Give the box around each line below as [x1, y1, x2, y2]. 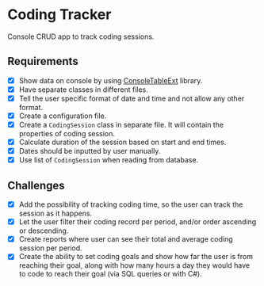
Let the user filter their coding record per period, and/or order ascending [18, 217, 257, 227]
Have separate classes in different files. [18, 85, 148, 94]
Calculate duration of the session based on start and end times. [18, 137, 227, 147]
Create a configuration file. [18, 111, 107, 120]
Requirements [7, 55, 78, 68]
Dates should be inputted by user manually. [18, 147, 161, 156]
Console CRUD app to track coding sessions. [7, 32, 155, 41]
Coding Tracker [7, 6, 112, 24]
